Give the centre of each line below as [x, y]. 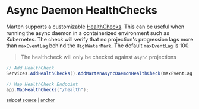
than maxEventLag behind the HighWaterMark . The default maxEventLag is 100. [98, 46]
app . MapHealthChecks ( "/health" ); [48, 89]
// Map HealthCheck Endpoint [42, 84]
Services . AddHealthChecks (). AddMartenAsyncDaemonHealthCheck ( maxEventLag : [101, 73]
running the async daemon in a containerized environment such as [88, 33]
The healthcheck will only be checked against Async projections [99, 57]
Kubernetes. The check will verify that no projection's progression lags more [100, 39]
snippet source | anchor [31, 100]
